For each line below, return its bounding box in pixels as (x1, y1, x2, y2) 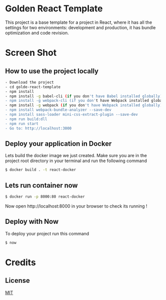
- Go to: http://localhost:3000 (5, 126, 72, 131)
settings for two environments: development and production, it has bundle (5, 24, 156, 30)
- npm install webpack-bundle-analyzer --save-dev (5, 107, 112, 113)
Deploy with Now (5, 217, 59, 226)
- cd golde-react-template (5, 85, 61, 89)
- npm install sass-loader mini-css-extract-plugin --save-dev (5, 112, 138, 117)
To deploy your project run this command (5, 230, 89, 236)
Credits (5, 257, 36, 268)
